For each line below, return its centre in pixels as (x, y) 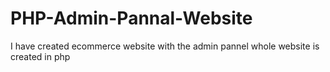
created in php (40, 56)
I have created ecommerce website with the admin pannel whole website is (165, 46)
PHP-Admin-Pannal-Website (131, 18)
